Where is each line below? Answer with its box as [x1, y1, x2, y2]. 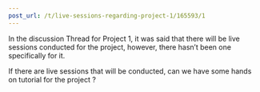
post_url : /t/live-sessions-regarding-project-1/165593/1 [8, 11, 206, 20]
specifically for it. [8, 50, 66, 60]
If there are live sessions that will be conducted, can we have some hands [8, 66, 252, 76]
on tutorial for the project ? [8, 74, 96, 84]
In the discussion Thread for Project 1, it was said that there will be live [8, 34, 240, 43]
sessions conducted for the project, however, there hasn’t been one [8, 42, 232, 52]
